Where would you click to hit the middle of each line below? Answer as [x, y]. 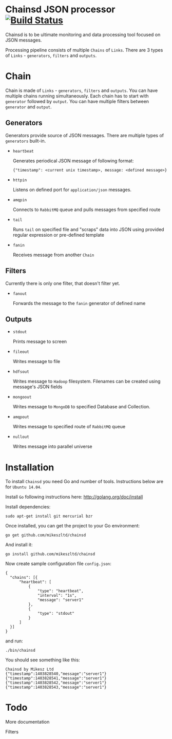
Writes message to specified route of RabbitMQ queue [69, 427]
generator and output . [29, 107]
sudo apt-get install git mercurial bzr [49, 516]
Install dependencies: [28, 507]
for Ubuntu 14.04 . [24, 487]
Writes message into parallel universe [52, 447]
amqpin [20, 200]
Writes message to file [36, 362]
